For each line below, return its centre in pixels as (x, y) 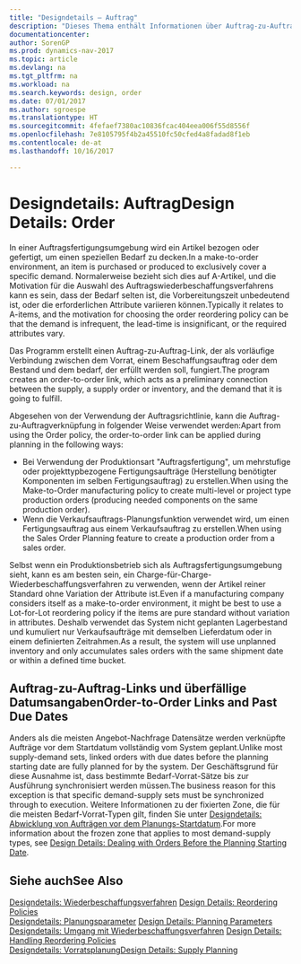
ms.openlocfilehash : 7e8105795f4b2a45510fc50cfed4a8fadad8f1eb (130, 135)
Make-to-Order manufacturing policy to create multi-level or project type (157, 490)
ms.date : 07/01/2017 (48, 101)
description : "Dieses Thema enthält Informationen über (116, 26)
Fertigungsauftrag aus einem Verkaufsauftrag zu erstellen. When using (152, 528)
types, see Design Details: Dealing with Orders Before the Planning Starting (148, 843)
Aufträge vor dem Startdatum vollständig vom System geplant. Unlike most (146, 748)
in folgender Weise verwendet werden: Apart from (189, 425)
